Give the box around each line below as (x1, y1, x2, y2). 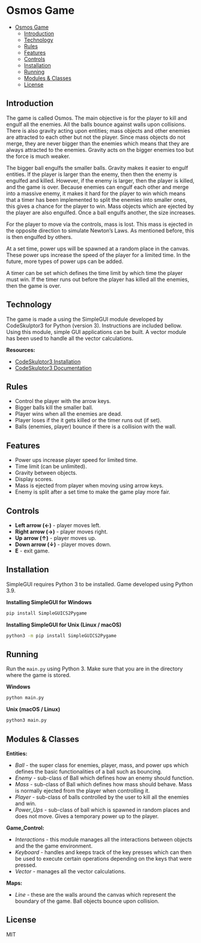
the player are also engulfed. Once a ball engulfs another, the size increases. (6, 208, 196, 216)
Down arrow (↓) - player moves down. (14, 541, 112, 548)
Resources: (6, 346, 35, 353)
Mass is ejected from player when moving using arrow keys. (14, 482, 164, 490)
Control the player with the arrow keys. (14, 398, 111, 405)
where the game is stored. (6, 672, 71, 679)
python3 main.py (6, 717, 47, 724)
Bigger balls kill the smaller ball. (14, 404, 94, 411)
